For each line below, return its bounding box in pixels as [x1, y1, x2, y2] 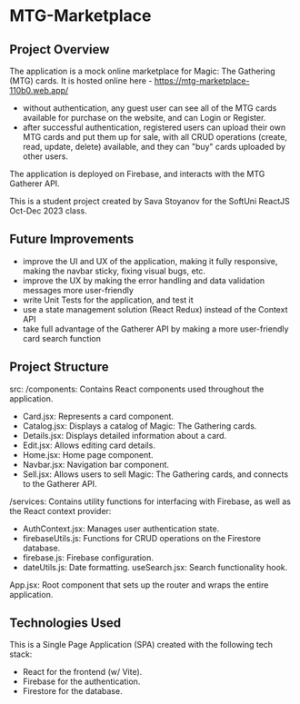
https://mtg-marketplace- [154, 75, 250, 86]
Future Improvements [9, 232, 135, 247]
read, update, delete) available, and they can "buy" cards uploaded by [22, 142, 286, 152]
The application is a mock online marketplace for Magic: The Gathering [9, 65, 275, 76]
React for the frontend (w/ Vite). [22, 667, 143, 678]
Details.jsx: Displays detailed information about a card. [22, 430, 227, 441]
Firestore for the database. [22, 686, 123, 697]
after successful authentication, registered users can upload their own [22, 122, 286, 133]
